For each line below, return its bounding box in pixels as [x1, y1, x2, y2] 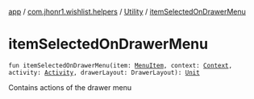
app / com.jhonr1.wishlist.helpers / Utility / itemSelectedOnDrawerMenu [8, 7, 246, 16]
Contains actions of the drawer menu [8, 82, 131, 92]
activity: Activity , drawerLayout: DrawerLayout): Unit [8, 68, 200, 76]
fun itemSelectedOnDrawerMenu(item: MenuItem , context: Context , [8, 61, 232, 69]
